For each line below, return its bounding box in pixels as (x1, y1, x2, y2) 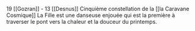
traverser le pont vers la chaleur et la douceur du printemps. (6, 18, 157, 25)
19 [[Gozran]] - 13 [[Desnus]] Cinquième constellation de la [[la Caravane (6, 5, 190, 12)
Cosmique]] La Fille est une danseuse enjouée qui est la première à (6, 12, 175, 19)
